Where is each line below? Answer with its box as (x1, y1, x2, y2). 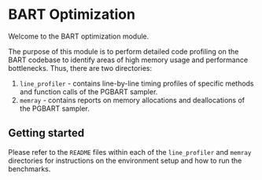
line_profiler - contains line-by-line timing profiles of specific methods (19, 79, 254, 88)
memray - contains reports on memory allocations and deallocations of (19, 95, 245, 105)
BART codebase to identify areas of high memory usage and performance (8, 55, 249, 64)
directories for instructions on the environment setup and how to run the (8, 156, 242, 165)
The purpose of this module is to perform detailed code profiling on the (8, 46, 239, 56)
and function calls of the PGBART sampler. (19, 86, 158, 96)
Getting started (8, 127, 85, 140)
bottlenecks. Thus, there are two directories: (8, 63, 152, 72)
